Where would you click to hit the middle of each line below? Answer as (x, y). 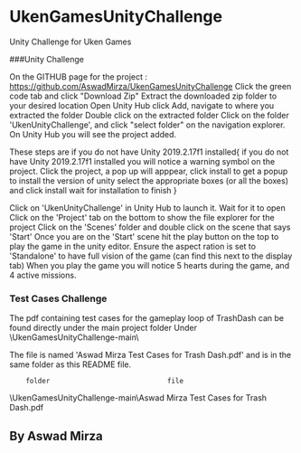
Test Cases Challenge (58, 298)
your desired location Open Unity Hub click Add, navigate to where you (142, 105)
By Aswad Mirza (56, 436)
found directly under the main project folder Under (103, 328)
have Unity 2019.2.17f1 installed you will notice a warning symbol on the (142, 161)
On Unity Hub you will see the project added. (93, 134)
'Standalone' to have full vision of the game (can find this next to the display (151, 256)
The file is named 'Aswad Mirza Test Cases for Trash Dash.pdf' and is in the (150, 355)
